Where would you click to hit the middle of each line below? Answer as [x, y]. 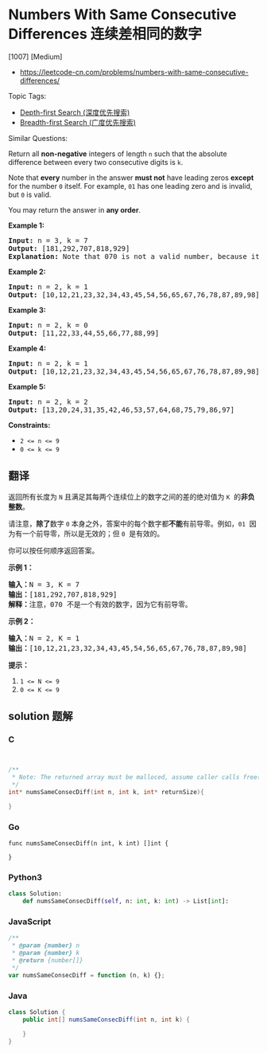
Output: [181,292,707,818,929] [69, 248]
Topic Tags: [27, 96]
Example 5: [27, 386]
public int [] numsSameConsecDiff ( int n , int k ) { [106, 1020]
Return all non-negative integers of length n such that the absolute [118, 154]
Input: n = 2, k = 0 [48, 325]
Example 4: [27, 348]
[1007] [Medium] [35, 57]
